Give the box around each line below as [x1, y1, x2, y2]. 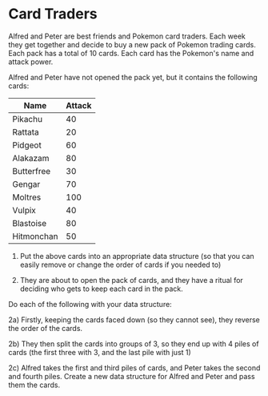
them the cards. [8, 380, 61, 390]
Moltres [12, 192, 42, 203]
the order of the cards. [8, 323, 82, 333]
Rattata [12, 126, 40, 137]
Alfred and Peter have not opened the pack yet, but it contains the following [8, 72, 258, 82]
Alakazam [12, 152, 50, 164]
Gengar [12, 178, 41, 189]
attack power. [8, 57, 54, 67]
